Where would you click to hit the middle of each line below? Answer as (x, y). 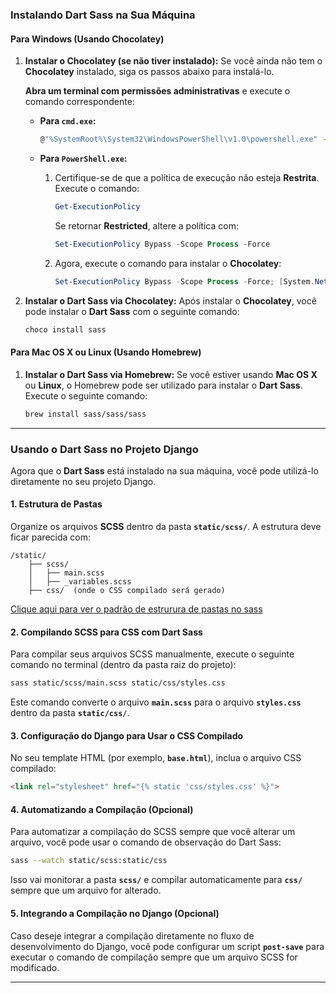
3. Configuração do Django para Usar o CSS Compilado (127, 735)
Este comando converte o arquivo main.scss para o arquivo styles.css (156, 702)
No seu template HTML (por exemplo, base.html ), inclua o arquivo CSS (156, 758)
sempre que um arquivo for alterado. (86, 890)
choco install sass (65, 329)
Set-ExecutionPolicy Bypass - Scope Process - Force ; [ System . (184, 281)
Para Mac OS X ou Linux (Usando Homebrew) (106, 352)
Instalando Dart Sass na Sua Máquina (103, 15)
